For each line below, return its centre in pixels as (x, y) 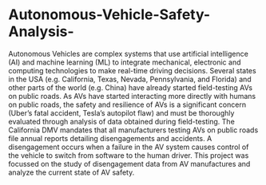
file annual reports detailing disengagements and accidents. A (110, 138)
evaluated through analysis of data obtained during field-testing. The (122, 121)
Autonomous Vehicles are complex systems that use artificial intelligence (129, 53)
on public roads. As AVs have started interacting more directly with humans (132, 96)
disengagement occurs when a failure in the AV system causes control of (129, 147)
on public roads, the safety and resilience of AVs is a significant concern (127, 104)
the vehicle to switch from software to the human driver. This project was (129, 155)
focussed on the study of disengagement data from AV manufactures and (129, 163)
